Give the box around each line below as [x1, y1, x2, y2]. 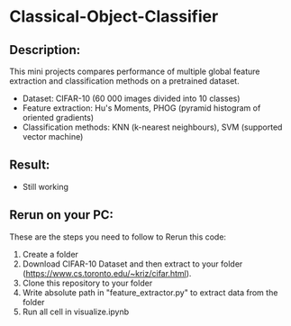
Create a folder [22, 249, 79, 259]
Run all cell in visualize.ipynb [22, 306, 130, 317]
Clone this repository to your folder [22, 277, 153, 288]
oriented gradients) [22, 113, 95, 122]
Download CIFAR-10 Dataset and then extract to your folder [22, 258, 243, 269]
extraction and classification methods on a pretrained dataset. [9, 76, 241, 86]
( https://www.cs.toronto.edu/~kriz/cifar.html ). [22, 267, 192, 278]
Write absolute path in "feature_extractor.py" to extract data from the [22, 286, 278, 298]
